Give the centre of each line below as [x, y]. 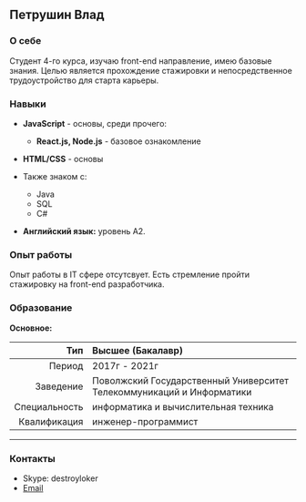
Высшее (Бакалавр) [138, 350]
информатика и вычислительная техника [183, 406]
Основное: [31, 328]
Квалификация [51, 421]
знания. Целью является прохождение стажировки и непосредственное [151, 70]
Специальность [49, 406]
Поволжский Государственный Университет [191, 380]
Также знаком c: [55, 176]
